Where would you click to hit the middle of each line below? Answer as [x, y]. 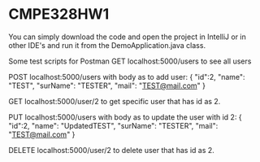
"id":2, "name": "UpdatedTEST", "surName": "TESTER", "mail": [113, 125]
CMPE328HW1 [59, 14]
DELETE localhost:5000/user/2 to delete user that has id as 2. [112, 150]
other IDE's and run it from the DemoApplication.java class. [107, 45]
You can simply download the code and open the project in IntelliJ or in [127, 37]
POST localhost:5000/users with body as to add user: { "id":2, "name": [127, 77]
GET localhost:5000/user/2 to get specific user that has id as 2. [115, 101]
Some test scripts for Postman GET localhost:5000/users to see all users [130, 61]
